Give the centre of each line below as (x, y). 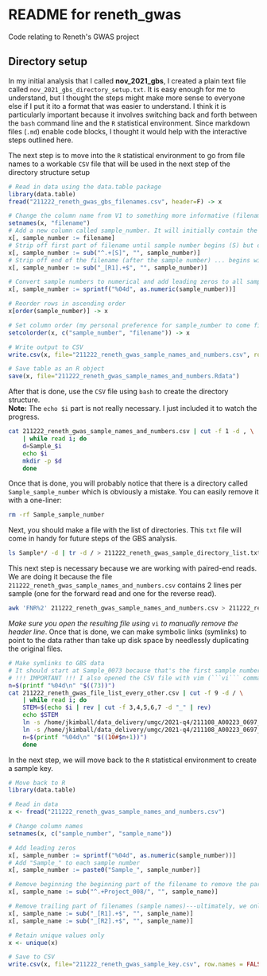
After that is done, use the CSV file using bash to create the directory (118, 392)
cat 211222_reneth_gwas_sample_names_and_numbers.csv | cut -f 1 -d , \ (131, 432)
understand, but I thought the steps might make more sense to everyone (127, 98)
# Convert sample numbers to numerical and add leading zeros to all (126, 282)
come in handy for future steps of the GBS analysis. (93, 539)
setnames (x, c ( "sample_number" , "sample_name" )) (90, 833)
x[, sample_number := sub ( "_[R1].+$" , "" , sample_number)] (108, 268)
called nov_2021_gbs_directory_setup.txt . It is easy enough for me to (122, 89)
